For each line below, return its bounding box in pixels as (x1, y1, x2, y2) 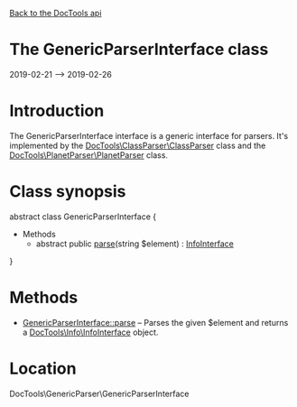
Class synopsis (9, 181, 126, 202)
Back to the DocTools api (9, 8, 102, 18)
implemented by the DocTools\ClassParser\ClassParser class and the (9, 140, 266, 151)
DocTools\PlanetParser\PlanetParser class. (9, 149, 169, 161)
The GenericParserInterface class (9, 40, 269, 60)
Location (9, 358, 77, 378)
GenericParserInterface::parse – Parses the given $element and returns (22, 317, 289, 328)
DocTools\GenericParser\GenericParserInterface (9, 388, 190, 399)
